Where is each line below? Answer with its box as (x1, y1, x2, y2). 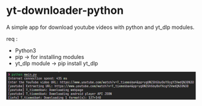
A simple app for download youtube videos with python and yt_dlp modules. (6, 23, 195, 31)
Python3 (14, 46, 36, 54)
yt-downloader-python (6, 4, 124, 17)
